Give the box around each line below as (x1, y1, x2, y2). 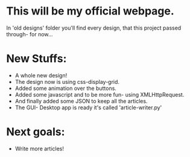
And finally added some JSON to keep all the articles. (14, 97, 148, 104)
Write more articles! (14, 145, 65, 152)
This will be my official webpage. (6, 4, 175, 18)
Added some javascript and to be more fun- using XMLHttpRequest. (14, 91, 185, 98)
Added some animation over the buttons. (14, 85, 116, 92)
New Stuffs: (6, 52, 67, 66)
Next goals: (6, 125, 65, 139)
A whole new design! (14, 71, 68, 79)
